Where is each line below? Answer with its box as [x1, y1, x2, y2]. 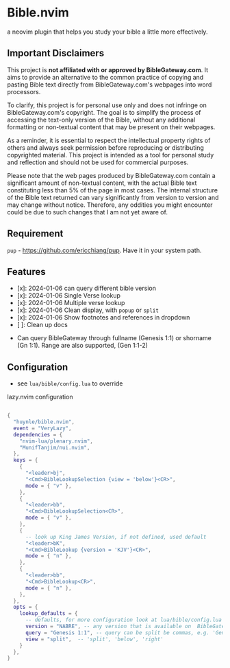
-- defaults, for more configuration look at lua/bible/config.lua [25, 616, 222, 623]
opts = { [13, 603, 38, 611]
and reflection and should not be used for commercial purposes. [7, 158, 189, 166]
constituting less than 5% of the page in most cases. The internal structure [7, 186, 218, 194]
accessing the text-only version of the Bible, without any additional [7, 115, 196, 124]
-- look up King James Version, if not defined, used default [25, 533, 207, 540]
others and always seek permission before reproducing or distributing [7, 143, 204, 152]
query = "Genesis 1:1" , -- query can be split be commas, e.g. [25, 629, 210, 636]
